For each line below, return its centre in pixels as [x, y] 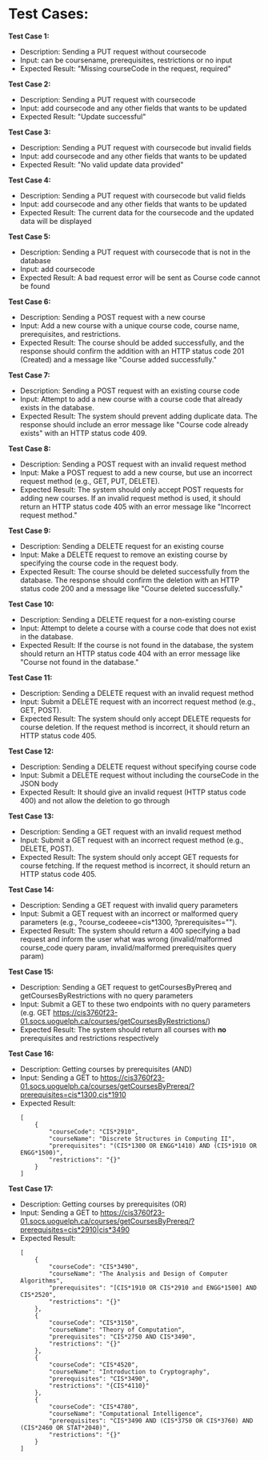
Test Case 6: [30, 302]
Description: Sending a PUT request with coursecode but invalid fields [136, 147]
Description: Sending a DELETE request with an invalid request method [137, 693]
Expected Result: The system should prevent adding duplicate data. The [138, 416]
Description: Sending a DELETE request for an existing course [122, 546]
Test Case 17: [31, 1188]
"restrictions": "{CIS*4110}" [99, 1386]
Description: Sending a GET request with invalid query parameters [129, 905]
